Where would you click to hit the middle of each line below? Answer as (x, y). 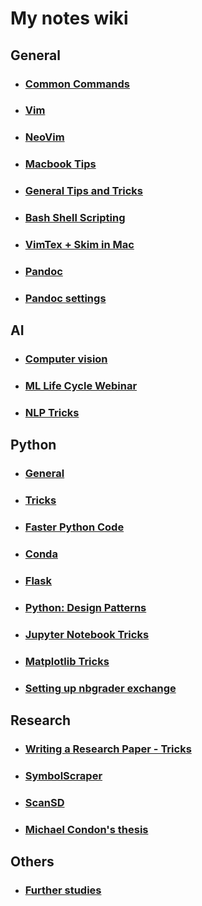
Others (32, 862)
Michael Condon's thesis (86, 829)
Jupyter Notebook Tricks (87, 634)
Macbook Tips (60, 164)
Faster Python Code (74, 527)
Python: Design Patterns (85, 607)
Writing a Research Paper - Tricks (108, 749)
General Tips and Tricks (84, 191)
